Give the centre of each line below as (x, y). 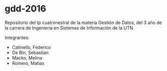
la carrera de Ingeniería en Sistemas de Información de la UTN (69, 27)
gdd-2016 (25, 9)
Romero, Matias (28, 63)
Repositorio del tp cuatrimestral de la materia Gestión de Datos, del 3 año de (83, 22)
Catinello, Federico (31, 47)
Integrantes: (17, 37)
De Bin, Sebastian (30, 52)
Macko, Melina (27, 57)
